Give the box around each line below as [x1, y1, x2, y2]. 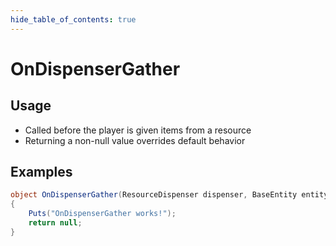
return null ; [28, 218, 83, 228]
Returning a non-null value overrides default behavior [24, 134, 246, 146]
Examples [10, 164, 73, 181]
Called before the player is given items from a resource [24, 124, 252, 136]
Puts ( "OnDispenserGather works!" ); [28, 209, 177, 219]
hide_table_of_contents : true [10, 14, 137, 25]
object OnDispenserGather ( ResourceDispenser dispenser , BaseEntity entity [10, 190, 329, 200]
